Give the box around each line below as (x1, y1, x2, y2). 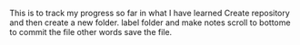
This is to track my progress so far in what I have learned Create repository (9, 8, 291, 18)
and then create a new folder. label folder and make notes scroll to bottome (9, 17, 291, 28)
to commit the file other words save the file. (9, 27, 173, 37)
